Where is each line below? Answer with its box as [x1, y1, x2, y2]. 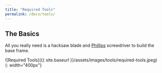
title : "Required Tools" [5, 7, 55, 12]
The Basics [5, 30, 40, 38]
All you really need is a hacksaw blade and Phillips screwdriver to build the [5, 42, 155, 49]
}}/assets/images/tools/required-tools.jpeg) [70, 57, 158, 63]
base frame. [5, 48, 29, 54]
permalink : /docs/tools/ [5, 12, 55, 17]
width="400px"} [9, 62, 42, 68]
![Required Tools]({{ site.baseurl [5, 57, 70, 63]
